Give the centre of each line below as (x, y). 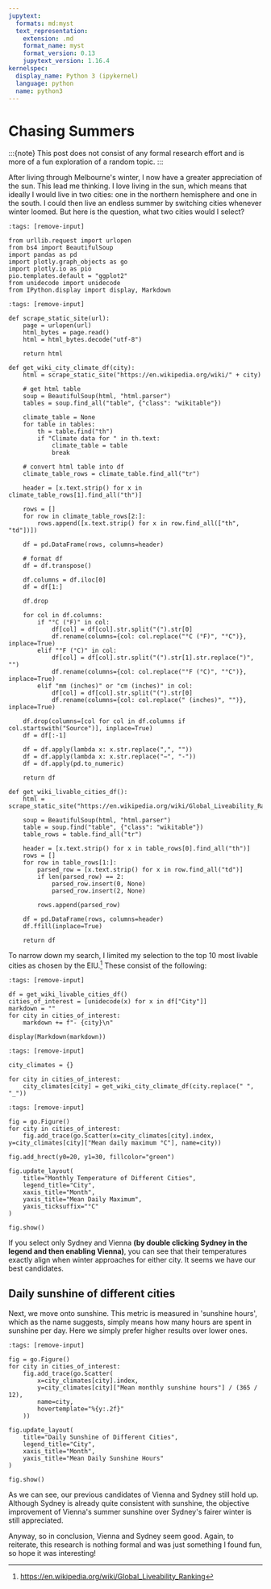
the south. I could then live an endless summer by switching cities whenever (135, 204)
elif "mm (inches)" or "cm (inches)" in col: (115, 686)
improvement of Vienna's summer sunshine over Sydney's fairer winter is (130, 1511)
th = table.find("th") (75, 432)
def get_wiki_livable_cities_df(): (68, 792)
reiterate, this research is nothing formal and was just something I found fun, (135, 1545)
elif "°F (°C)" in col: (77, 651)
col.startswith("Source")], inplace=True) (81, 729)
